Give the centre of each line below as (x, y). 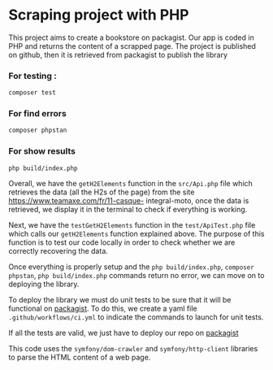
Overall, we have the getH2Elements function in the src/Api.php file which (131, 184)
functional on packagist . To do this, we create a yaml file (103, 309)
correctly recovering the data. (58, 251)
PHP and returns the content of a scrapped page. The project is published (132, 46)
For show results (42, 151)
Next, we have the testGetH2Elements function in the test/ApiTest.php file (132, 225)
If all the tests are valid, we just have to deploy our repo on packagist (123, 333)
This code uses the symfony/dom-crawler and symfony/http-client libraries (133, 349)
